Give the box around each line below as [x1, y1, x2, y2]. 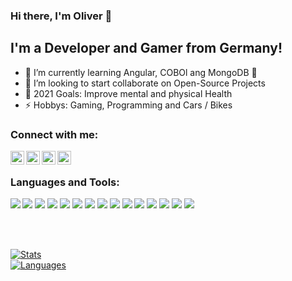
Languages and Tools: [10, 175, 120, 189]
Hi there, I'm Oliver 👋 [10, 9, 113, 23]
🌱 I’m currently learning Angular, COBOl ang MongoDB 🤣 [24, 66, 258, 78]
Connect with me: [10, 127, 99, 141]
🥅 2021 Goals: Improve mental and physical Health [24, 87, 233, 99]
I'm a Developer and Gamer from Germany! [10, 40, 283, 57]
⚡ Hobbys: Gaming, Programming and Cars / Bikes [24, 99, 233, 111]
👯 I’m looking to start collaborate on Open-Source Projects [24, 77, 266, 89]
